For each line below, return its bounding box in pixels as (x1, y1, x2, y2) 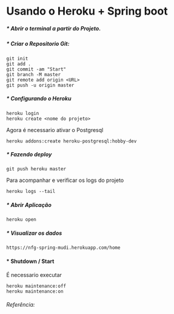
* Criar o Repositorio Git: (6, 40, 70, 47)
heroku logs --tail (6, 189, 56, 195)
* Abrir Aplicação (6, 201, 52, 209)
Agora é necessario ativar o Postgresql (6, 126, 104, 133)
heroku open (6, 217, 36, 223)
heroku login (6, 110, 39, 116)
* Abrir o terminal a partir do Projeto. (6, 24, 101, 32)
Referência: (6, 301, 35, 309)
